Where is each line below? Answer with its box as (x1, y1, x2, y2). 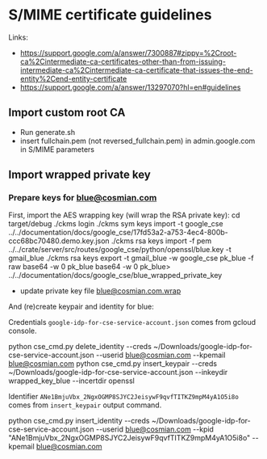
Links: (8, 32, 28, 42)
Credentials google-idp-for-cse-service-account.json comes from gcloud (8, 318, 257, 327)
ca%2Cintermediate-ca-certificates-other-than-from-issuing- (19, 57, 226, 66)
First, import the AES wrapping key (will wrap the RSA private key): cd (8, 210, 240, 220)
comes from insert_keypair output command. (8, 400, 162, 410)
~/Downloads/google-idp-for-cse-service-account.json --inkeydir (8, 368, 228, 377)
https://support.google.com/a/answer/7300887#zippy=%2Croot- (19, 48, 237, 57)
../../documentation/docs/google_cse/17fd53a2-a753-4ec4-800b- (8, 228, 228, 238)
